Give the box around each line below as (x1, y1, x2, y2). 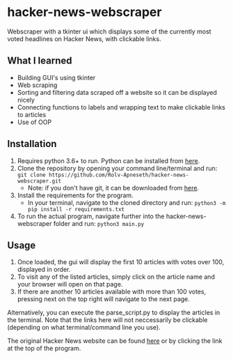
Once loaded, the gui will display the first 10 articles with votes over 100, (17, 258, 225, 266)
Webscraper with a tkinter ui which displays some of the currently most (7, 27, 211, 36)
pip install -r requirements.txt (27, 206, 125, 213)
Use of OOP (17, 118, 52, 126)
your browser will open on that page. (17, 280, 123, 289)
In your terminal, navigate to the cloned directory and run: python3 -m (27, 198, 226, 206)
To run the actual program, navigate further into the (17, 212, 165, 220)
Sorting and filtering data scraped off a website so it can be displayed (17, 88, 218, 96)
